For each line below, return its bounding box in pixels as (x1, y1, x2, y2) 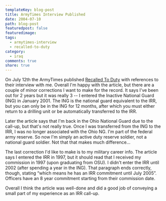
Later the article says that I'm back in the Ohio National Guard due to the (5, 118, 153, 124)
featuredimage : (5, 30, 37, 35)
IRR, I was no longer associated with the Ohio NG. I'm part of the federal (5, 129, 153, 135)
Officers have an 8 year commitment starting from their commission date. (5, 176, 156, 182)
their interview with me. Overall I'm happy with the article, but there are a (5, 82, 155, 88)
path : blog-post (5, 21, 39, 26)
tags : (5, 35, 16, 40)
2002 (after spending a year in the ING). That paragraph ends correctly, (5, 165, 152, 171)
